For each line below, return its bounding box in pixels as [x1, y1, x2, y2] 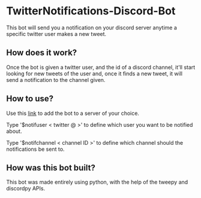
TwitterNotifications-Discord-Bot [6, 4, 176, 18]
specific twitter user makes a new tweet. [6, 30, 107, 37]
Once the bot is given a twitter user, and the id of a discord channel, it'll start [6, 63, 196, 71]
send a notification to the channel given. [6, 76, 106, 83]
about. [6, 127, 22, 135]
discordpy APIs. [6, 185, 46, 192]
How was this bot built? [6, 163, 96, 173]
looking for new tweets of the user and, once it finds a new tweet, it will [6, 70, 183, 77]
